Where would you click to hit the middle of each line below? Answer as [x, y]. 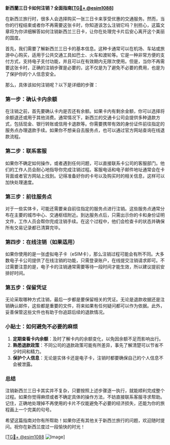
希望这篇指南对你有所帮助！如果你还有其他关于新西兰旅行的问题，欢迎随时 [83, 421]
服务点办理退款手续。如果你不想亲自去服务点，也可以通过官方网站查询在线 [83, 130]
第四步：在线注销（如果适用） [42, 242]
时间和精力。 [30, 351]
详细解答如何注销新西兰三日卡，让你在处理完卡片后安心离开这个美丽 [94, 31]
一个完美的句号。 [36, 410]
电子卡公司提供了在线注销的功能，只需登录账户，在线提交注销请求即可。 [85, 261]
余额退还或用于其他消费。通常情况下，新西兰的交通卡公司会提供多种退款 [80, 118]
